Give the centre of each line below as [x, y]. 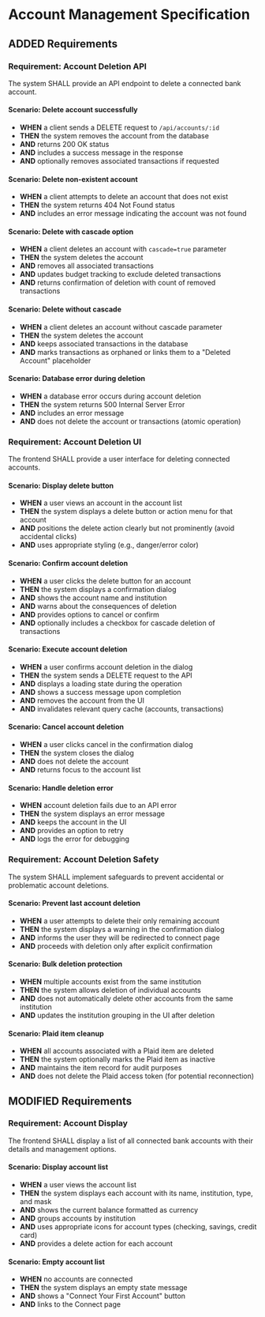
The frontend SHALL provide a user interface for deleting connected [119, 459]
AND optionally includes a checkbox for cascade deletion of [117, 623]
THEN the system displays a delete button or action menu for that [126, 511]
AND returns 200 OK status [64, 145]
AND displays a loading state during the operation [101, 683]
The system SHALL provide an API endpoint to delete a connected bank [125, 83]
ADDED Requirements [63, 44]
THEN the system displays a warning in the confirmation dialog [122, 929]
